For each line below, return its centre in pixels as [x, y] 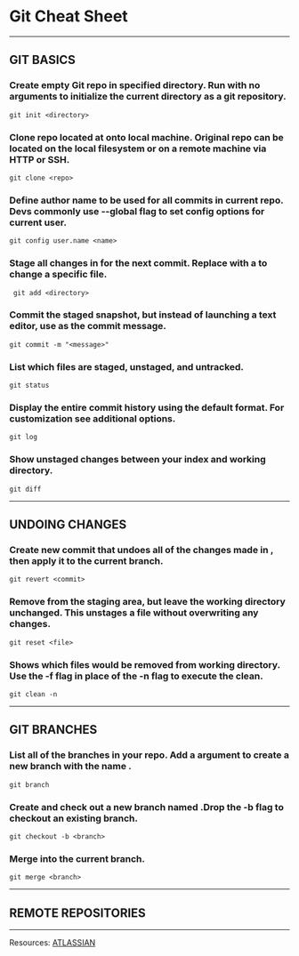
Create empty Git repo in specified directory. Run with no [135, 85]
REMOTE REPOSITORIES [78, 913]
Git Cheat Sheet [69, 16]
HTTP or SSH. [40, 159]
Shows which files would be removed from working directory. [145, 664]
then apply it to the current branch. [86, 561]
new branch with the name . [70, 767]
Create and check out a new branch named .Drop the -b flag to [147, 807]
